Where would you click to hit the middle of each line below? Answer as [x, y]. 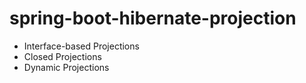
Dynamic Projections [66, 67]
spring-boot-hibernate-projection [153, 18]
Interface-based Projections [81, 46]
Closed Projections [62, 56]
